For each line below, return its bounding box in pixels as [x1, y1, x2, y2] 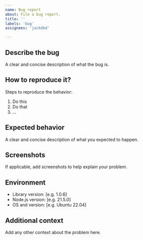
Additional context [5, 216, 63, 225]
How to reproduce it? [5, 76, 71, 84]
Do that [12, 103, 28, 109]
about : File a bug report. [5, 12, 61, 17]
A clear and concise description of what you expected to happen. [5, 137, 139, 143]
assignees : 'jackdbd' [5, 26, 50, 31]
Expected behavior [5, 123, 65, 132]
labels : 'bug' [5, 21, 35, 26]
